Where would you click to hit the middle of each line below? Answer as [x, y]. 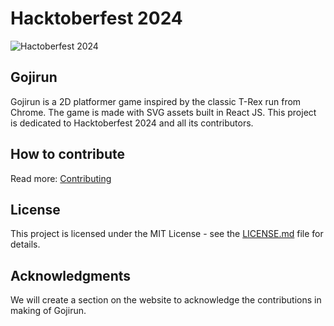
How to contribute [68, 154]
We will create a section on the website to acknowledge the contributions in [166, 300]
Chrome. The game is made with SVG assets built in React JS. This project [163, 112]
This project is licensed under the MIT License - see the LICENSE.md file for [167, 234]
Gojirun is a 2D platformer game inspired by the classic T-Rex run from [156, 101]
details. [25, 244]
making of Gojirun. [48, 311]
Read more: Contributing [61, 178]
